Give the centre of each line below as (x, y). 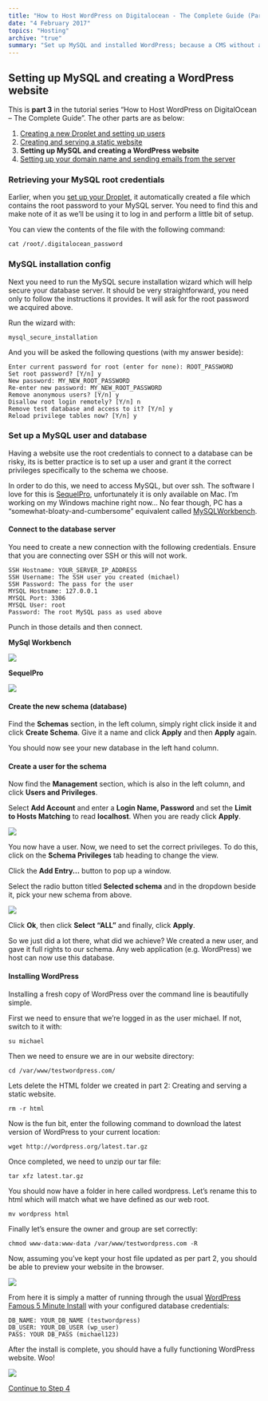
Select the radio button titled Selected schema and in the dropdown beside (132, 886)
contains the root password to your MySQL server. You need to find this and (133, 205)
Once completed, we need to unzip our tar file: (85, 1161)
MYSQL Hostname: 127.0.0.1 (53, 591)
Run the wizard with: (42, 322)
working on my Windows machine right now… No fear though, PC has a (126, 502)
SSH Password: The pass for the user (71, 584)
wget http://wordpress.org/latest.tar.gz (78, 1146)
